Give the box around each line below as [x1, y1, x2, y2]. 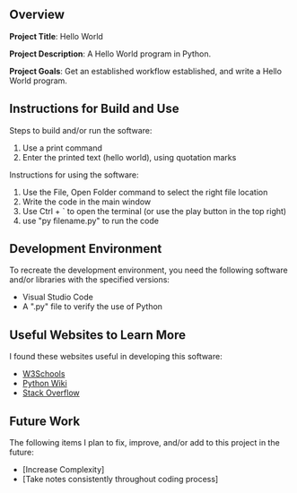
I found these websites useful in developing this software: [9, 351, 223, 362]
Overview [9, 7, 66, 22]
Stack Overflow [22, 387, 81, 398]
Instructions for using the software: [9, 169, 139, 180]
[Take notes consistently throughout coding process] [22, 474, 219, 485]
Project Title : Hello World [9, 30, 103, 41]
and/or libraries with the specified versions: [9, 274, 170, 285]
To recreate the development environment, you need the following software [9, 264, 289, 276]
